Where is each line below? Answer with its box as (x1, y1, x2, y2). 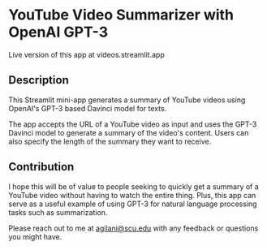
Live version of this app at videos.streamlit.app (8, 50, 165, 59)
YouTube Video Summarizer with (8, 6, 234, 24)
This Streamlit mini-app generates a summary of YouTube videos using (8, 95, 246, 105)
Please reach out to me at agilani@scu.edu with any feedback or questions (8, 223, 259, 233)
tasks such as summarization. (8, 207, 108, 217)
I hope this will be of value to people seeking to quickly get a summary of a (8, 181, 260, 192)
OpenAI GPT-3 (8, 23, 109, 41)
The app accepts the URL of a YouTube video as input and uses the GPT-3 (8, 119, 257, 129)
